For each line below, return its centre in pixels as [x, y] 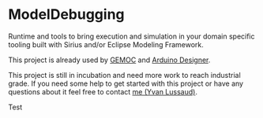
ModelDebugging [66, 15]
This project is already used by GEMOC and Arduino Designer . [109, 60]
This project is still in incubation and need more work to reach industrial [124, 75]
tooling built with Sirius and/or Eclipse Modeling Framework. [106, 44]
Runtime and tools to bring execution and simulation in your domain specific [131, 36]
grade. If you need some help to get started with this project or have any [126, 83]
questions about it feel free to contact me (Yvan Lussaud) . [103, 91]
